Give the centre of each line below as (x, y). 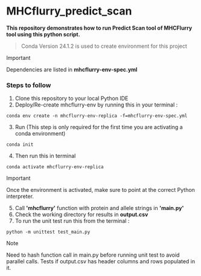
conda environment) (40, 134)
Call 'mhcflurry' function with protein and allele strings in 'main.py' (99, 208)
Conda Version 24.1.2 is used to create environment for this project (104, 46)
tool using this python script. (43, 34)
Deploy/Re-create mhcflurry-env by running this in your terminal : (96, 105)
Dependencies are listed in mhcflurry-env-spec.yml (72, 69)
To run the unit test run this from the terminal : (72, 221)
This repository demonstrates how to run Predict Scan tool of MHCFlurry (99, 28)
